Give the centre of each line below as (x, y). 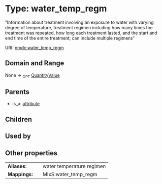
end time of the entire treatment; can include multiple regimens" (70, 38)
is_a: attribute (26, 104)
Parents (17, 92)
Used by (18, 136)
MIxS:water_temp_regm (70, 174)
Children (18, 119)
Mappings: (20, 174)
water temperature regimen (74, 166)
